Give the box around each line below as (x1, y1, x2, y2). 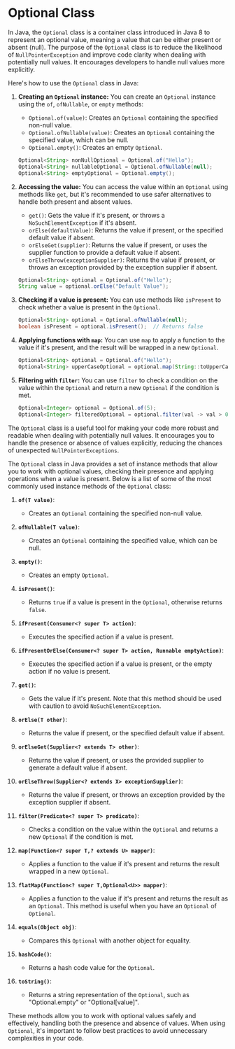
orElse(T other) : (17, 715, 68, 723)
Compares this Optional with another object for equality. (28, 936, 191, 945)
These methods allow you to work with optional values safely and (8, 1011, 197, 1020)
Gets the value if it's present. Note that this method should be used (28, 694, 222, 702)
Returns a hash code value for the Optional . (28, 963, 155, 971)
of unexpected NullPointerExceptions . (8, 446, 120, 454)
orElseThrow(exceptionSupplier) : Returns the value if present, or (28, 256, 215, 264)
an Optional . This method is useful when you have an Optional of (28, 901, 218, 910)
